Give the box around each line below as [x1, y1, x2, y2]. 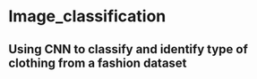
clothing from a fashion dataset [8, 55, 187, 70]
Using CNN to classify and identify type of [8, 42, 248, 57]
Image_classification [8, 6, 167, 27]
